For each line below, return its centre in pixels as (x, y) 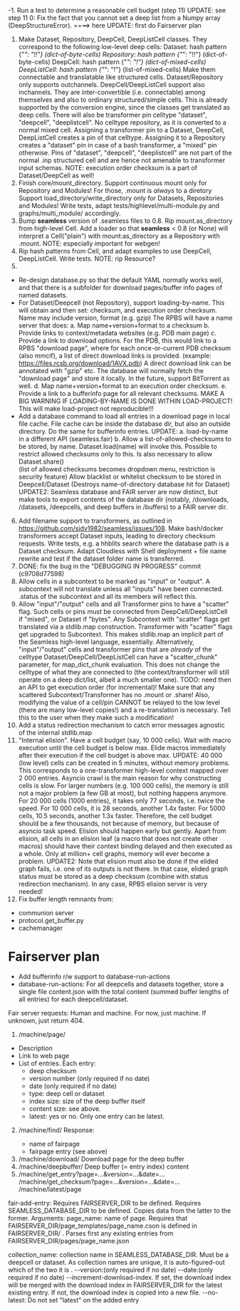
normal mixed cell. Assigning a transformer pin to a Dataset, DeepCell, (121, 130)
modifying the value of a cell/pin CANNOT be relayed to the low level (119, 702)
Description (35, 1048)
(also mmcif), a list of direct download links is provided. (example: (115, 356)
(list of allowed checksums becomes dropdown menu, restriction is (117, 469)
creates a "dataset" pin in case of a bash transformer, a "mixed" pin (118, 145)
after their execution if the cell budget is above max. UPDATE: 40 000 (120, 755)
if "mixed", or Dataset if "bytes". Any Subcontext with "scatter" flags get (124, 619)
